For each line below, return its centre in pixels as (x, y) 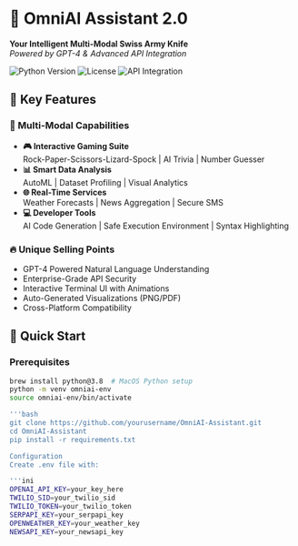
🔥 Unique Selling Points (62, 249)
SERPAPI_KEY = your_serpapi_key (67, 515)
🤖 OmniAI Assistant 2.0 (99, 19)
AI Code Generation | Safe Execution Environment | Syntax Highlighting (155, 226)
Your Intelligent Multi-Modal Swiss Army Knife (99, 44)
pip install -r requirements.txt (73, 440)
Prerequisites (40, 362)
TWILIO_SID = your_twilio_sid (63, 498)
